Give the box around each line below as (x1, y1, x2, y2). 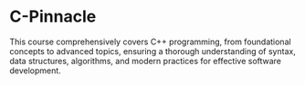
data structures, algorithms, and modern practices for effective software (9, 55, 281, 66)
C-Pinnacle (9, 6, 97, 27)
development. (9, 65, 61, 76)
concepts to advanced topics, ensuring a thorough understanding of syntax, (9, 45, 297, 56)
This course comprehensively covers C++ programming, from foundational (9, 36, 291, 47)
